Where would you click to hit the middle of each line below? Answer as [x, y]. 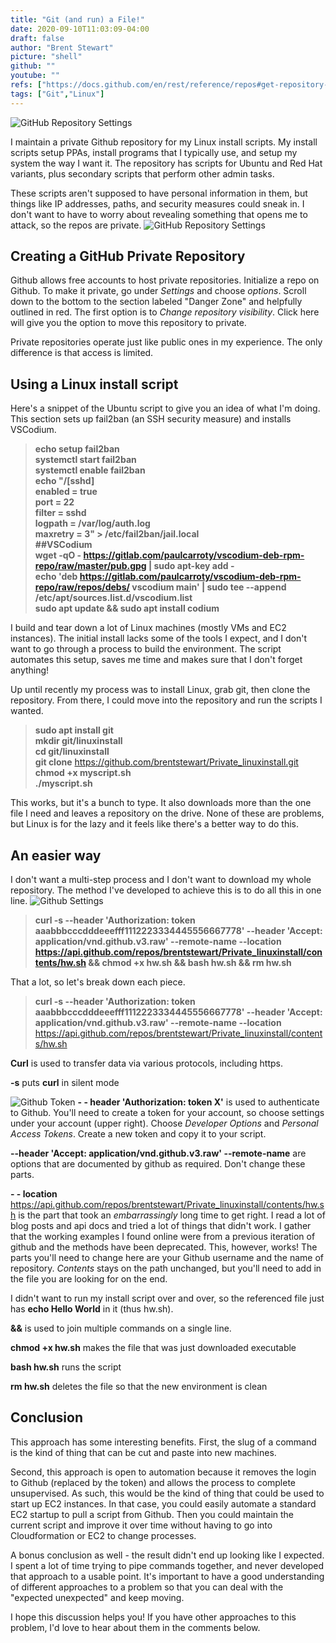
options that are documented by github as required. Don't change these [158, 1164]
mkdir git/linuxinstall [78, 741]
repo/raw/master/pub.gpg [90, 566]
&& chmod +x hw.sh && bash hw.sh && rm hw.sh [190, 963]
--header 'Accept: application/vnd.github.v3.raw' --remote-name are [158, 1153]
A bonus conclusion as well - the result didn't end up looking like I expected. [167, 1555]
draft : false [37, 38]
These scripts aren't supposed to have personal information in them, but [159, 193]
